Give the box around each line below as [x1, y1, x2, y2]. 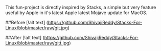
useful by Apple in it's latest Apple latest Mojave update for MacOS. [5, 10, 148, 16]
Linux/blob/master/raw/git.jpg [5, 25, 68, 31]
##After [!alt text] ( [5, 35, 44, 40]
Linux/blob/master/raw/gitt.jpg [5, 40, 70, 46]
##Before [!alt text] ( [5, 20, 49, 25]
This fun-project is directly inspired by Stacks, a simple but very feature [5, 5, 156, 10]
